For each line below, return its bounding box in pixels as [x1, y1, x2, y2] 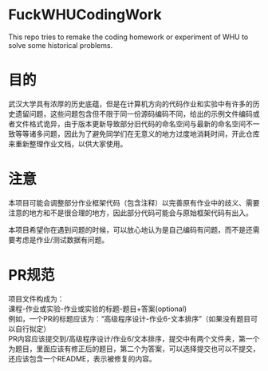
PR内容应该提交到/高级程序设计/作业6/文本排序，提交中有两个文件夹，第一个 [8, 333, 260, 343]
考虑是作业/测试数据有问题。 [14, 234, 109, 245]
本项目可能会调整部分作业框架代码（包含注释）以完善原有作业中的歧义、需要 [8, 197, 260, 207]
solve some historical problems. [8, 40, 113, 50]
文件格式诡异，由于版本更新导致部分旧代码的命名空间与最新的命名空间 [14, 118, 246, 129]
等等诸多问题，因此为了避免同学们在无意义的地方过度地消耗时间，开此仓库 [14, 129, 260, 138]
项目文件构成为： [8, 293, 65, 303]
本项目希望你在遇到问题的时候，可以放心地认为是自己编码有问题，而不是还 [8, 225, 253, 234]
